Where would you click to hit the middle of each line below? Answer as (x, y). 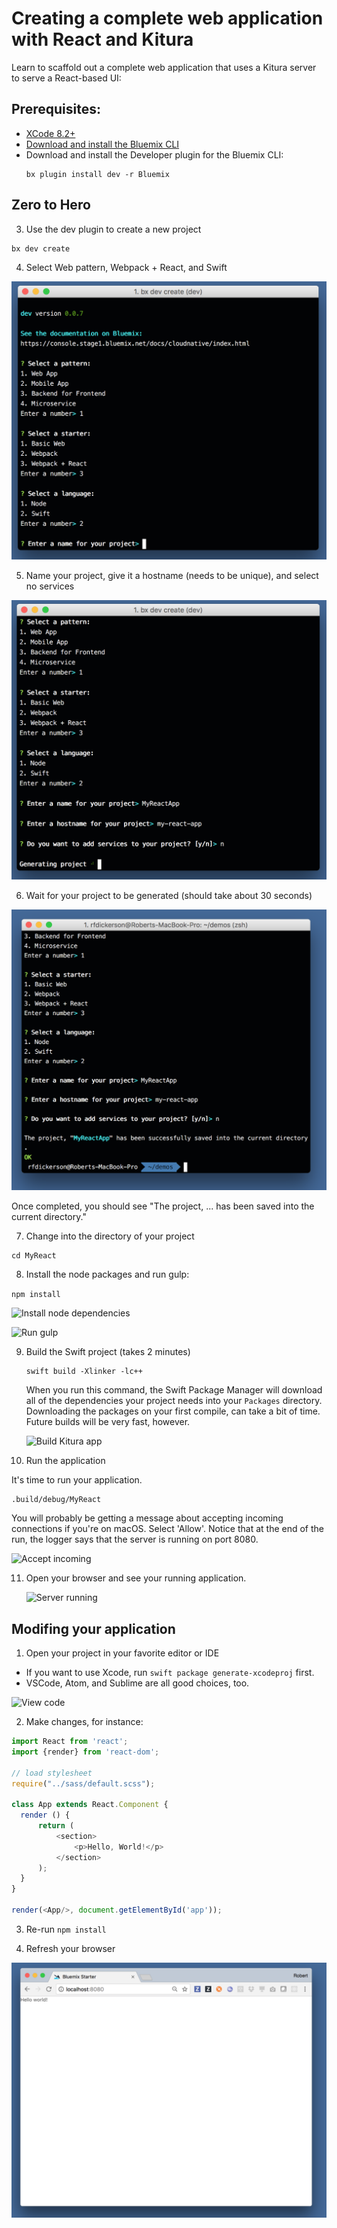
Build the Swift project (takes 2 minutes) (108, 1352)
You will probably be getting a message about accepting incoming (147, 1518)
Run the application (65, 1461)
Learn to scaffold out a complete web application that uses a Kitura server (164, 67)
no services (50, 586)
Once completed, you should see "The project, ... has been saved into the (163, 1206)
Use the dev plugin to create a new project (113, 229)
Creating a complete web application (167, 18)
